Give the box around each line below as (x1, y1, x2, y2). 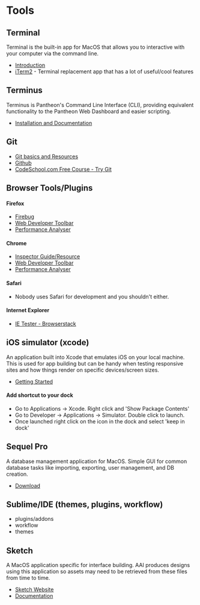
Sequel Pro (6, 441, 48, 452)
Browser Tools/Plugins (6, 183, 93, 193)
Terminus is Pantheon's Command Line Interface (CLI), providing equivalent (6, 101, 194, 108)
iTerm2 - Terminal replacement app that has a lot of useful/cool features (14, 68, 194, 75)
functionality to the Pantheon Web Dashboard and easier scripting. (6, 108, 171, 115)
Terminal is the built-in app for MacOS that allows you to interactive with (6, 43, 185, 51)
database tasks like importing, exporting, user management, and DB (6, 464, 175, 471)
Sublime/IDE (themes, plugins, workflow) (6, 500, 163, 510)
